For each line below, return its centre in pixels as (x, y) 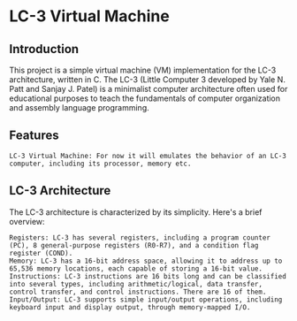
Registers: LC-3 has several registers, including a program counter (140, 237)
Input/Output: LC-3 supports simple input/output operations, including (146, 299)
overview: (27, 221)
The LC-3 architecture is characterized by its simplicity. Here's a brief (136, 212)
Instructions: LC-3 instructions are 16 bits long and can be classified (148, 276)
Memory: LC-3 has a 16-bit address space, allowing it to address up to (146, 261)
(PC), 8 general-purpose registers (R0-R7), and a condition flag (134, 245)
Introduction (44, 49)
